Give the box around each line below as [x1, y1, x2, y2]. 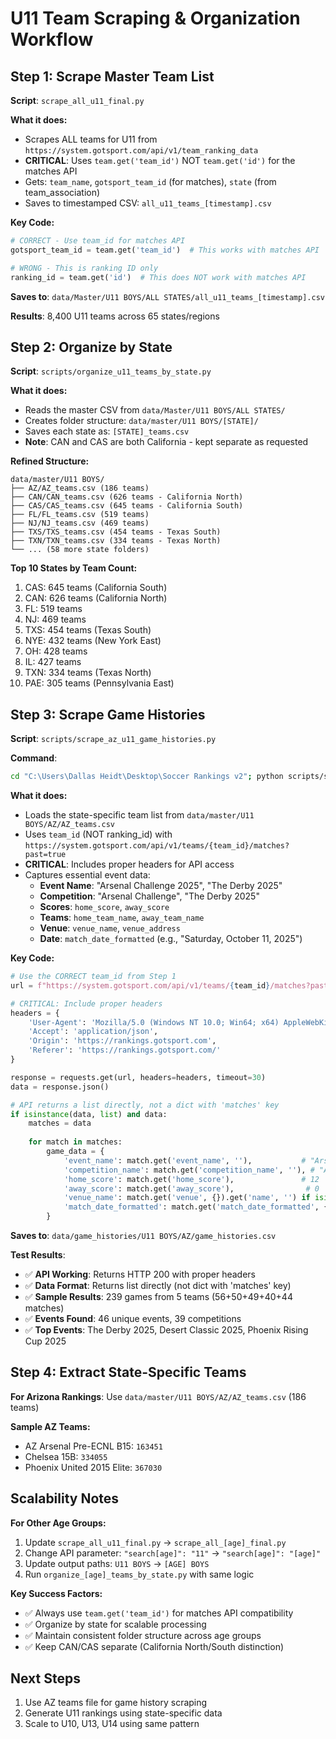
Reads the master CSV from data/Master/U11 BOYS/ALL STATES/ [24, 404, 286, 416]
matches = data [28, 1118, 92, 1129]
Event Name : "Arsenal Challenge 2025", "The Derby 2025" [39, 880, 283, 891]
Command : [10, 752, 58, 764]
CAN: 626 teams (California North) [24, 592, 168, 604]
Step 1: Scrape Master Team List [10, 68, 215, 85]
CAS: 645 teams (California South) [24, 582, 168, 594]
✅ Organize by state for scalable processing [24, 1618, 207, 1630]
